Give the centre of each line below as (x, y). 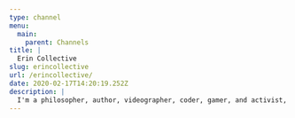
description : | (37, 91)
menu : (19, 26)
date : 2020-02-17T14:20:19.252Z (69, 83)
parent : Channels (57, 42)
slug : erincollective (49, 67)
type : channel (35, 17)
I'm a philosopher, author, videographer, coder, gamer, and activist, (152, 100)
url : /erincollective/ (51, 75)
